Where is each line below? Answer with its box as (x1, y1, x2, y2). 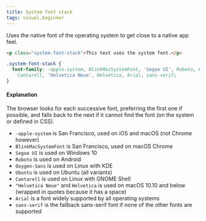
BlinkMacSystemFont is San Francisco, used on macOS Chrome (15, 143, 173, 150)
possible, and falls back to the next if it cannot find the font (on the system (6, 111, 194, 119)
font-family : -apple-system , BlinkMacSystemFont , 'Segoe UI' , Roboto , (12, 67, 196, 73)
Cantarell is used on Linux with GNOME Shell (15, 175, 131, 182)
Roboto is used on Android (15, 155, 82, 163)
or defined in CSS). (6, 118, 55, 125)
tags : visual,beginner (6, 15, 64, 21)
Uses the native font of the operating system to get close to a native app (6, 31, 189, 39)
